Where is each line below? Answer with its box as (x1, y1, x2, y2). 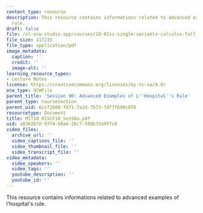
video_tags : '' (11, 166, 50, 172)
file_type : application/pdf (6, 43, 77, 49)
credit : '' (11, 59, 39, 65)
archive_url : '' (11, 132, 53, 139)
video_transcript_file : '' (11, 149, 80, 155)
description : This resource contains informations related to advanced (6, 14, 190, 21)
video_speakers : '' (11, 161, 61, 167)
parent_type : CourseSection (6, 98, 77, 104)
